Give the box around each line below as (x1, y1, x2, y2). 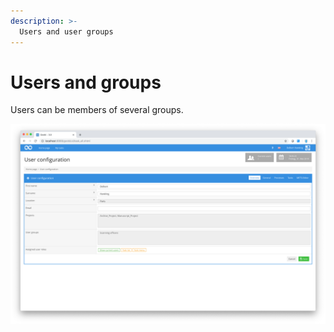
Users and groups (10, 71, 162, 94)
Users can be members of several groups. (10, 104, 184, 116)
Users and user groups (19, 26, 114, 37)
